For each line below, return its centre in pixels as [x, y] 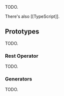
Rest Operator [22, 56]
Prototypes [22, 32]
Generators [19, 79]
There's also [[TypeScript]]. [32, 16]
